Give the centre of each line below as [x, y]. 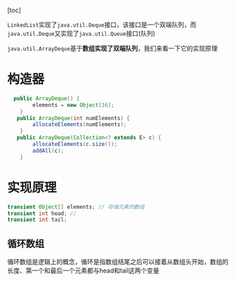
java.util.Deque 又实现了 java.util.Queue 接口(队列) [81, 33]
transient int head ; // [42, 214]
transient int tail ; [38, 220]
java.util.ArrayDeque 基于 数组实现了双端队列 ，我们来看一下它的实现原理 [113, 48]
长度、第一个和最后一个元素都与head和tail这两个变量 [83, 270]
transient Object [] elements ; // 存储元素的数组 [76, 207]
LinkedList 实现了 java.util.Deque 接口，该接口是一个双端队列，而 [102, 25]
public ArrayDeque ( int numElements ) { [73, 118]
